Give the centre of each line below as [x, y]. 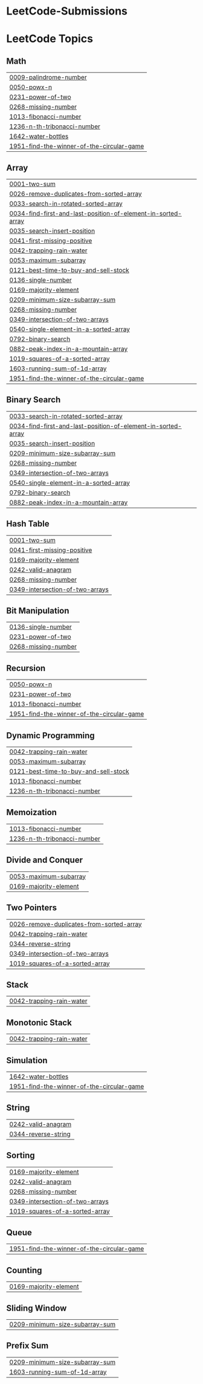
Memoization [32, 812]
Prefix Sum [27, 1346]
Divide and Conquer [45, 860]
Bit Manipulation [38, 611]
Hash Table [28, 524]
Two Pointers [32, 908]
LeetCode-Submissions [67, 11]
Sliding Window [37, 1308]
